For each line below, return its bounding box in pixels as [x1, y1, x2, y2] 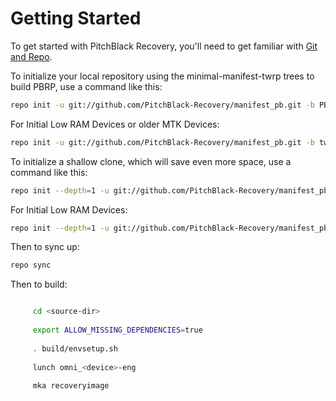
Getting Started [10, 7, 142, 30]
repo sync [10, 260, 52, 271]
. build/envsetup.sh [32, 343, 118, 354]
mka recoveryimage [32, 381, 110, 391]
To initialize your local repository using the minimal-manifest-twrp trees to [10, 70, 315, 82]
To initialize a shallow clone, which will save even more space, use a [10, 155, 292, 167]
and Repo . [10, 50, 53, 62]
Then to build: [10, 278, 68, 291]
